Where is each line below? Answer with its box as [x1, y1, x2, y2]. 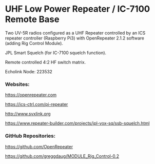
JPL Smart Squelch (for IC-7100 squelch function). [5, 50, 106, 56]
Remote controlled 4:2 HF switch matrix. [5, 59, 86, 65]
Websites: [5, 81, 30, 87]
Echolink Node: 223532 [5, 68, 53, 74]
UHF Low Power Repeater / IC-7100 [5, 3, 150, 15]
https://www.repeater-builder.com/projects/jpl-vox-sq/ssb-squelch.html [5, 121, 150, 126]
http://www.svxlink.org [5, 111, 51, 117]
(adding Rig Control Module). [5, 40, 63, 46]
